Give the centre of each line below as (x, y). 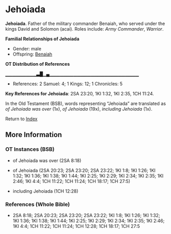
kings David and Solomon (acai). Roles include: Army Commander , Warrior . (84, 29)
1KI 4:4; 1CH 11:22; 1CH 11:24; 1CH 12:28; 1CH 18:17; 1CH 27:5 (76, 226)
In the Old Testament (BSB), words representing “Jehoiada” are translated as (86, 103)
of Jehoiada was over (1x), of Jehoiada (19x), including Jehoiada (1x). (79, 109)
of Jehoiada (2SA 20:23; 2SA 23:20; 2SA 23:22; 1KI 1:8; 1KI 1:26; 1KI (84, 170)
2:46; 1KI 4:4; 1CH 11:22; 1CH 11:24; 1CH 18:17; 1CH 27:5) (71, 181)
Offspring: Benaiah (32, 54)
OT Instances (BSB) (30, 149)
